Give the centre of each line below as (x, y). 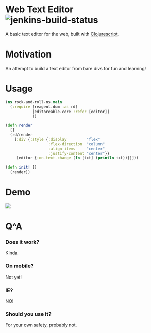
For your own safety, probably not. (41, 325)
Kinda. (12, 253)
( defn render (19, 125)
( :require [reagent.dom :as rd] (44, 107)
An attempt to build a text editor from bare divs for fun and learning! (76, 68)
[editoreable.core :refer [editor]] (71, 112)
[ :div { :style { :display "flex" (57, 139)
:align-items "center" (77, 149)
